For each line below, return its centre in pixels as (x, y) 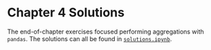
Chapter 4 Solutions (66, 13)
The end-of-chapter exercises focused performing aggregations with (105, 32)
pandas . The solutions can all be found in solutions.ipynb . (90, 38)
